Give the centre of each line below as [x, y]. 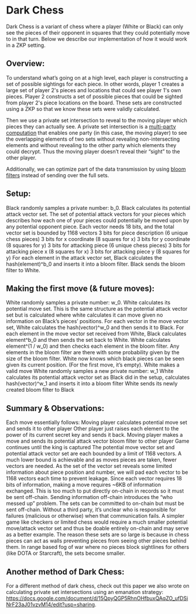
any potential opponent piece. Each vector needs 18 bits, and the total [90, 226]
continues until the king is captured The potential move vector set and [90, 447]
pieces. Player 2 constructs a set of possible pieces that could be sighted [94, 96]
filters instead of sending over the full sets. [58, 175]
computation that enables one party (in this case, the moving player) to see [97, 133]
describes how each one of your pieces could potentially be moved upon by [98, 220]
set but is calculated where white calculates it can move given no [85, 315]
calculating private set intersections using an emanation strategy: [85, 592]
